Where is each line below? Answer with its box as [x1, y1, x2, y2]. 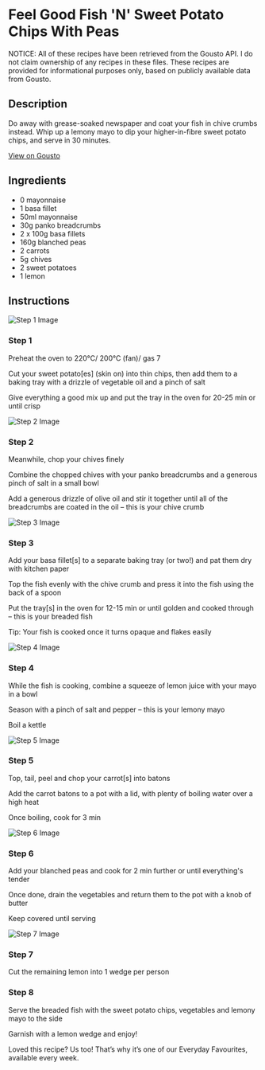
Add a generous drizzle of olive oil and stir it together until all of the [8, 494, 229, 503]
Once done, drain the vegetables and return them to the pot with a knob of [8, 890, 252, 900]
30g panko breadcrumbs [19, 221, 102, 230]
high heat [8, 797, 40, 806]
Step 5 [8, 755, 34, 766]
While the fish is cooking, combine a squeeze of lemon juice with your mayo [8, 681, 257, 690]
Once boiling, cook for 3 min [8, 812, 102, 822]
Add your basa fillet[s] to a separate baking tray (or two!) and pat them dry [8, 556, 252, 565]
